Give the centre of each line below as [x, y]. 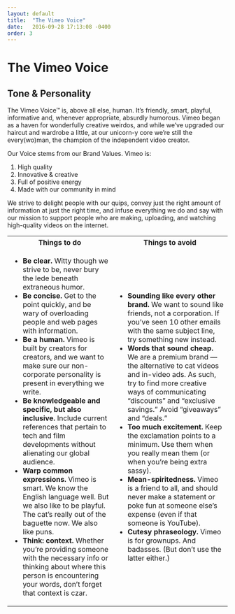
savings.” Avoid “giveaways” [174, 410]
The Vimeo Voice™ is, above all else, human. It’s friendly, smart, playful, [109, 110]
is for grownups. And [161, 541]
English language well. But [66, 497]
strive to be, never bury [61, 270]
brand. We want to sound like [175, 305]
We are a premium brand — [172, 357]
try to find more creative [167, 383]
